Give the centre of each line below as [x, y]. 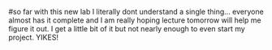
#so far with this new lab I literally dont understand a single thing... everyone [136, 12]
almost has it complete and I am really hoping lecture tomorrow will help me [135, 20]
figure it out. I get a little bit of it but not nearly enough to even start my [127, 29]
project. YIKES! [34, 37]
